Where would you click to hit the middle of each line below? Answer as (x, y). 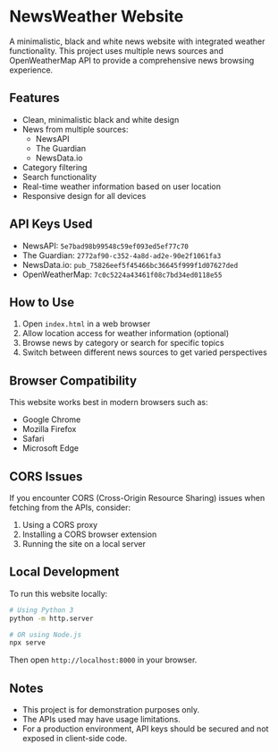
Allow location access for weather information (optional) (126, 333)
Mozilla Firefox (49, 429)
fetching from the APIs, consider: (70, 507)
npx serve (28, 643)
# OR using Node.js (46, 635)
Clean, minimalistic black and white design (101, 119)
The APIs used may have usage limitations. (101, 720)
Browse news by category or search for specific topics (123, 343)
